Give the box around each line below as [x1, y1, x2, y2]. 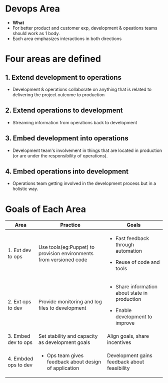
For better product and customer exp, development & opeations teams [12, 25, 157, 31]
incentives [106, 339, 131, 346]
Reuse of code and [115, 259, 160, 266]
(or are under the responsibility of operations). [12, 152, 108, 158]
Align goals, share [106, 333, 149, 340]
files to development [38, 304, 86, 311]
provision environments [38, 250, 94, 257]
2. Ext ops [7, 298, 31, 305]
